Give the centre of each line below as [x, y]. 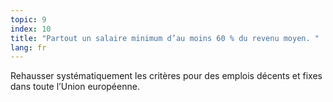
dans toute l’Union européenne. [75, 87]
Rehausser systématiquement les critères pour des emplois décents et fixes [166, 76]
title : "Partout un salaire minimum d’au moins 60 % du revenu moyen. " [165, 38]
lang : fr [28, 47]
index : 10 [31, 29]
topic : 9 [28, 19]
